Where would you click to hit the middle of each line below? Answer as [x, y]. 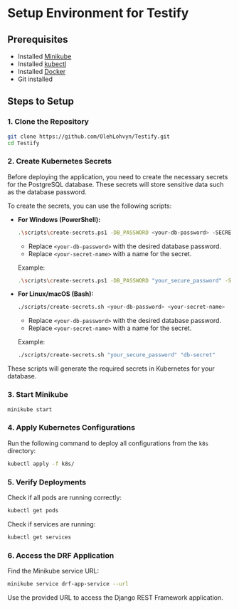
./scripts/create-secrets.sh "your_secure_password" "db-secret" [116, 355]
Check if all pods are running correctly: [65, 497]
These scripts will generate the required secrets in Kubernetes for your [111, 369]
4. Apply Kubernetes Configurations [71, 428]
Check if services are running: [52, 524]
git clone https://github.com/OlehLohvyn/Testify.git [89, 137]
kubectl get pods [33, 510]
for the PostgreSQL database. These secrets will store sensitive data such [116, 184]
